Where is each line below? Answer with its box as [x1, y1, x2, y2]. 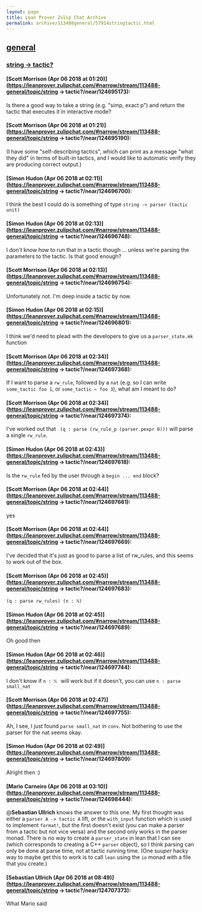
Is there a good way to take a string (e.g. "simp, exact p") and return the [6, 101, 185, 108]
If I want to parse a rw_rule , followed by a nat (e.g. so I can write [6, 379, 167, 386]
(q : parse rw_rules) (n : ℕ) [6, 598, 83, 605]
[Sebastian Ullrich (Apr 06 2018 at [6, 873, 93, 881]
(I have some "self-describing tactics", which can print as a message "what [6, 148, 194, 156]
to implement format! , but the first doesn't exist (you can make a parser [6, 822, 185, 829]
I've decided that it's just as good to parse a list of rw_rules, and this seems [6, 552, 194, 559]
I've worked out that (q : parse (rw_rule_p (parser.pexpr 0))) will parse [6, 426, 194, 433]
